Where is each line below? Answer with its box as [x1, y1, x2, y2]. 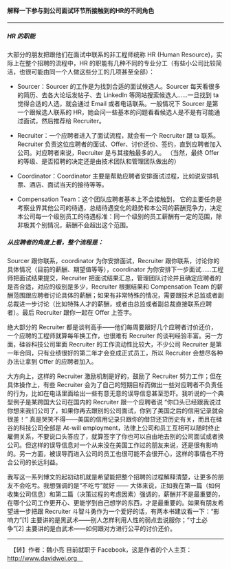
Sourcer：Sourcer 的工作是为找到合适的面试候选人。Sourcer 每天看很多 [16, 83, 221, 91]
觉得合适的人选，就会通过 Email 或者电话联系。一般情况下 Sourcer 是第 [16, 100, 219, 108]
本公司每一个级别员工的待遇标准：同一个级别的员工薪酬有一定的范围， [16, 212, 217, 220]
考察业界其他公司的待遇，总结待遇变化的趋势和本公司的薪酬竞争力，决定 [16, 204, 222, 212]
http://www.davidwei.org [7, 555, 78, 563]
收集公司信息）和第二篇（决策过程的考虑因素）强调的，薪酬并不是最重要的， [7, 490, 224, 499]
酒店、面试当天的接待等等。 [29, 180, 108, 189]
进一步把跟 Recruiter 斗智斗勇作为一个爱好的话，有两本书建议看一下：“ [12, 507, 214, 516]
